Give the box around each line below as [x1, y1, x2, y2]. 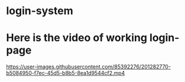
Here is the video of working [6, 31, 148, 45]
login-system [6, 4, 74, 18]
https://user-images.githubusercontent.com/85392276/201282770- [6, 63, 171, 70]
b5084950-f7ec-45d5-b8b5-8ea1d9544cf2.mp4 [6, 70, 125, 77]
